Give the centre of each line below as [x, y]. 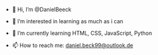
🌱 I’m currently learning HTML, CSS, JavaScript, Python [82, 33]
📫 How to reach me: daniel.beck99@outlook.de [73, 45]
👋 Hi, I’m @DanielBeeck [41, 9]
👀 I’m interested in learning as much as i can [68, 21]
